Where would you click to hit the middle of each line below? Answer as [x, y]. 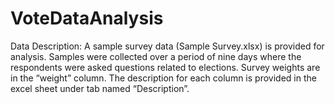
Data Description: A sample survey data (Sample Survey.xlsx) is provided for [167, 46]
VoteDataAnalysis [87, 18]
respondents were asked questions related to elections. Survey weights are [165, 67]
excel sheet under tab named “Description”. [100, 88]
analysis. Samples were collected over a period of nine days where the [156, 56]
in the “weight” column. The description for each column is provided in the [163, 78]
